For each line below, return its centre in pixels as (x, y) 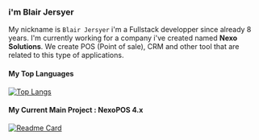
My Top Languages (41, 73)
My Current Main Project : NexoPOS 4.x (76, 110)
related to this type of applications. (66, 56)
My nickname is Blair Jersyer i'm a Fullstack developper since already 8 (130, 30)
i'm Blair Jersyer (41, 12)
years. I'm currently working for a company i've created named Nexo (123, 38)
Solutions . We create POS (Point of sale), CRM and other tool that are (124, 47)
